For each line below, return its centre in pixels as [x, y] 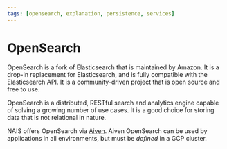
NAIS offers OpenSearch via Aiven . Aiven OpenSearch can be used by [107, 131]
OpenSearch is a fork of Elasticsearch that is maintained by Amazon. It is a [113, 67]
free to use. [24, 89]
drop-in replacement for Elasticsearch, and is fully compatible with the [107, 74]
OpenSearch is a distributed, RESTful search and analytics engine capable [113, 103]
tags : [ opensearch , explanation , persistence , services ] [91, 14]
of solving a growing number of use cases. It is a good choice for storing [111, 110]
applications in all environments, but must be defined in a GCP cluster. [107, 138]
